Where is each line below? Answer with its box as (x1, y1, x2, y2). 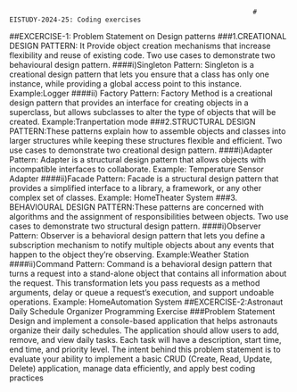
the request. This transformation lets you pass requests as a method (9, 278, 260, 288)
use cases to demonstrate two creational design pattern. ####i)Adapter (9, 145, 274, 155)
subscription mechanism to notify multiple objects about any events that (9, 240, 275, 250)
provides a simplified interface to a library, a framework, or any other (9, 183, 261, 193)
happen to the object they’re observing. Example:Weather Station (9, 249, 250, 260)
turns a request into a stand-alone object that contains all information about (9, 268, 287, 279)
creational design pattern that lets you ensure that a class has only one (9, 69, 270, 79)
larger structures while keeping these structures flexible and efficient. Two (9, 136, 283, 146)
